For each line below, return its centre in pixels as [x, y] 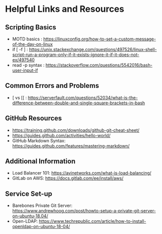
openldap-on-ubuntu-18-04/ [41, 227]
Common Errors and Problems [52, 86]
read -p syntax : [28, 65]
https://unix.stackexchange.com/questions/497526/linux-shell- [93, 49]
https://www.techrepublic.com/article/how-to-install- [93, 221]
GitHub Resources [34, 118]
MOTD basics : [27, 39]
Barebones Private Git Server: [42, 205]
